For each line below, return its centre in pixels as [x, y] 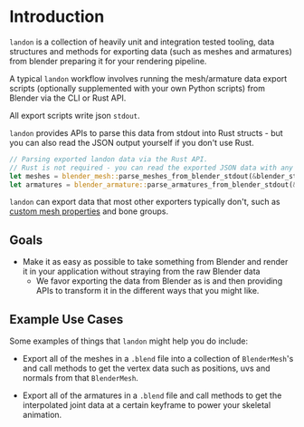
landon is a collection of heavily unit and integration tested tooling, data [142, 42]
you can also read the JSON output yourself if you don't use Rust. [132, 142]
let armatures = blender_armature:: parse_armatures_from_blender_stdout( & [153, 184]
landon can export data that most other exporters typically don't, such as [145, 202]
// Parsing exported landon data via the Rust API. [109, 159]
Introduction [57, 17]
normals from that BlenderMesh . [80, 378]
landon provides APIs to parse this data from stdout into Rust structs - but [146, 132]
